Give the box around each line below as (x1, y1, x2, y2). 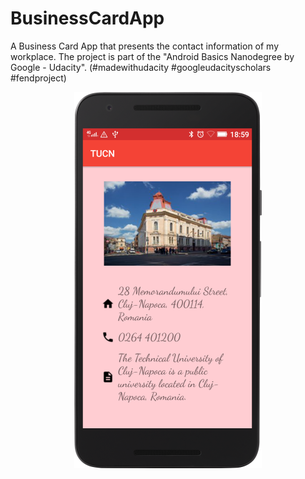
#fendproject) (10, 72, 67, 84)
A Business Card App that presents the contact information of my (10, 40, 280, 52)
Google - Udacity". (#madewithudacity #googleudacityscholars (10, 61, 272, 73)
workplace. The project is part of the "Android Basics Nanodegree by (10, 50, 295, 62)
